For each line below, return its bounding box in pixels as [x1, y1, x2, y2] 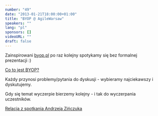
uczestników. [5, 96, 32, 102]
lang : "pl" [5, 25, 27, 30]
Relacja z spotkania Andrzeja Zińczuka [5, 105, 83, 111]
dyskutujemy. [5, 81, 32, 87]
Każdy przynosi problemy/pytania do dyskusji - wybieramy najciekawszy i [5, 76, 153, 82]
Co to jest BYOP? [5, 67, 39, 73]
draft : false [5, 39, 32, 44]
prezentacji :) [5, 57, 32, 63]
